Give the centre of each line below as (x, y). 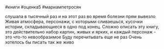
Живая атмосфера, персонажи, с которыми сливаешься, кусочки (74, 22)
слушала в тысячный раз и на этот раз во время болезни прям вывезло (80, 16)
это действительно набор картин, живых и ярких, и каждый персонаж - (81, 32)
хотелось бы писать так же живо (40, 42)
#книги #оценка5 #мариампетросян (43, 7)
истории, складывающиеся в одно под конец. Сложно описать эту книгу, (82, 27)
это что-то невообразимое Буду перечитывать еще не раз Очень (73, 37)
